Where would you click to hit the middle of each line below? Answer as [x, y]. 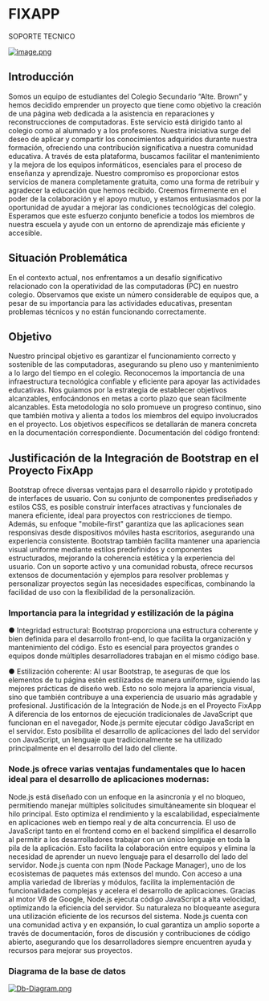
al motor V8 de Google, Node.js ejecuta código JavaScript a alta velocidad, [132, 899]
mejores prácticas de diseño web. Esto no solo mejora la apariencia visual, [132, 689]
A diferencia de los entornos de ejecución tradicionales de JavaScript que [130, 714]
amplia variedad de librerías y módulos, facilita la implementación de [122, 882]
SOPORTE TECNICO [42, 36]
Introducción [41, 77]
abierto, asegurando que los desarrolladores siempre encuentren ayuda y [130, 942]
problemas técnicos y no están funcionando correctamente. [107, 311]
